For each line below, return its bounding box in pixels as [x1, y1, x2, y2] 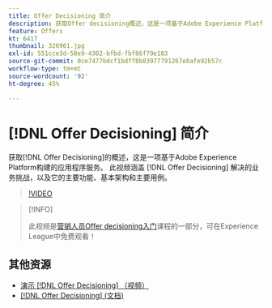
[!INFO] [28, 204, 53, 215]
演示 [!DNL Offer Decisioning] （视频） [19, 280, 150, 290]
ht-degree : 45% [8, 79, 60, 88]
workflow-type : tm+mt [8, 65, 82, 73]
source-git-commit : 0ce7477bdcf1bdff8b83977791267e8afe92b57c [8, 58, 223, 66]
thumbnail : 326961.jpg [8, 42, 85, 50]
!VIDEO [28, 189, 53, 199]
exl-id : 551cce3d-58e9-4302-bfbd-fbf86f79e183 [8, 49, 168, 58]
